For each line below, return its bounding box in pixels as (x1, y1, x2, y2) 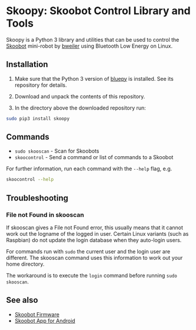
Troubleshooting (6, 193, 69, 203)
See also (6, 295, 38, 305)
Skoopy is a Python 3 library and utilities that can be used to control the (6, 36, 180, 43)
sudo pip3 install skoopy (6, 115, 69, 121)
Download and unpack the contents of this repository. (14, 93, 145, 100)
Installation (6, 60, 48, 70)
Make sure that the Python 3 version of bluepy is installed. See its (14, 75, 174, 82)
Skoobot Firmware (14, 311, 60, 318)
